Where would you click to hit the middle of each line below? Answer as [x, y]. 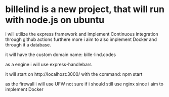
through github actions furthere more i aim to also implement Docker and [81, 39]
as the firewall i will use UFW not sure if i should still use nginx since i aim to [84, 84]
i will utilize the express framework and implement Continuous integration [82, 34]
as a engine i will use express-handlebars [49, 64]
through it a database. [28, 44]
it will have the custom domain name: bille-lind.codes [61, 55]
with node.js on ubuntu [55, 20]
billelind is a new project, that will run [85, 9]
